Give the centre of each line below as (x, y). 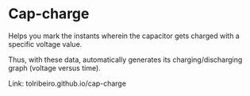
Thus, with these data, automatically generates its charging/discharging (125, 60)
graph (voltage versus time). (54, 67)
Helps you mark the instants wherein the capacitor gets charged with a (124, 36)
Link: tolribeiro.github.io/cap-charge (67, 83)
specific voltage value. (45, 44)
